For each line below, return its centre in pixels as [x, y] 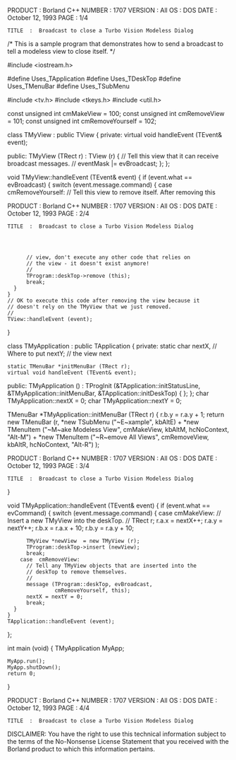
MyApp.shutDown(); [34, 667]
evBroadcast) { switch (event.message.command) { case [90, 185]
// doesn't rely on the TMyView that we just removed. [89, 307]
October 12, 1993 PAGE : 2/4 [48, 214]
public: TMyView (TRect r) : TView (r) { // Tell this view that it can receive [113, 156]
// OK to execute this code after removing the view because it [104, 300]
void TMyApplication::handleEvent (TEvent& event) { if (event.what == [109, 505]
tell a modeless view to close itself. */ [61, 51]
